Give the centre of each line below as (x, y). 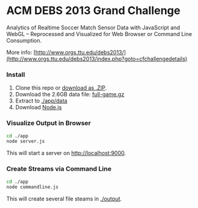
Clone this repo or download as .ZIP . (61, 88)
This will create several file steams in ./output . (64, 199)
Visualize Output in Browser (49, 123)
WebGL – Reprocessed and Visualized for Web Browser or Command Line (99, 34)
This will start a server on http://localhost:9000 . (66, 153)
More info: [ (21, 52)
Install (16, 74)
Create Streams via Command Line (59, 169)
